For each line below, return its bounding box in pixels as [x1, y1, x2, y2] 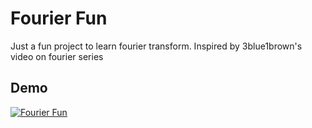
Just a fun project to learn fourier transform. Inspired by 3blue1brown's [10, 40, 303, 52]
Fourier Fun [10, 7, 108, 30]
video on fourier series [10, 50, 104, 62]
